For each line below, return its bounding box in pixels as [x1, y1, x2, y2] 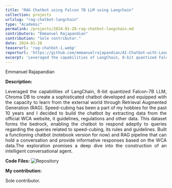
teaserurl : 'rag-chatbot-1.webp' [5, 45, 77, 50]
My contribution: [5, 168, 42, 174]
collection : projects [5, 12, 52, 17]
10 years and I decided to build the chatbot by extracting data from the [5, 110, 167, 116]
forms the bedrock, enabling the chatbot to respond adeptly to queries [5, 121, 167, 127]
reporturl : [5, 50, 29, 55]
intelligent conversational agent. [5, 148, 73, 154]
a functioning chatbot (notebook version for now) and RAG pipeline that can [5, 132, 167, 138]
